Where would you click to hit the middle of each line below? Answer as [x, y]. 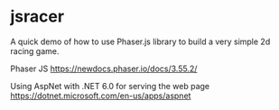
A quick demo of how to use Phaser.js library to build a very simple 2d [140, 41]
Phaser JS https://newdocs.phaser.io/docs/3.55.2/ [104, 69]
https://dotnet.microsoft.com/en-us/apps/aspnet [101, 96]
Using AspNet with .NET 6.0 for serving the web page [110, 86]
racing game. [35, 50]
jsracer [37, 17]
